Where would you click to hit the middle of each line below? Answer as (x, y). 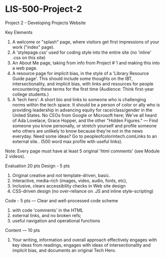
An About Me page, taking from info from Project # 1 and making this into (86, 63)
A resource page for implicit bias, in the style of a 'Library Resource (80, 73)
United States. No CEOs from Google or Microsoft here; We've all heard (84, 115)
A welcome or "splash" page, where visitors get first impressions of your (86, 42)
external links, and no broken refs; (47, 215)
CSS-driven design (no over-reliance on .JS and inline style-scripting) (83, 191)
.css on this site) (29, 57)
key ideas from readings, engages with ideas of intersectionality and (81, 245)
